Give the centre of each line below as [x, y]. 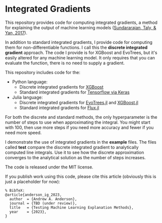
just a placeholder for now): [33, 182]
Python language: [30, 82]
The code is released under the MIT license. [49, 167]
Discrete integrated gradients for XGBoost [61, 87]
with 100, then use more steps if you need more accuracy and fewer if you [80, 127]
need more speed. [23, 132]
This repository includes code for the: [43, 72]
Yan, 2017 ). [16, 33]
